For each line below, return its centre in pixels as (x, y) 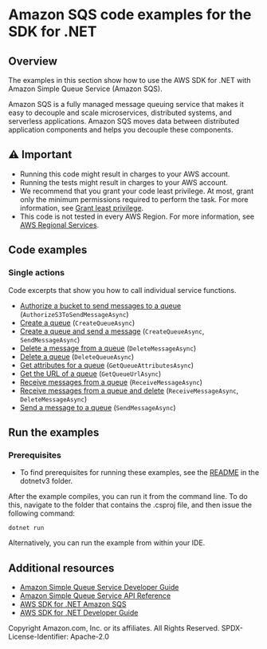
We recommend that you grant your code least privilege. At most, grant (136, 191)
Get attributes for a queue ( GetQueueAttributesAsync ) (106, 365)
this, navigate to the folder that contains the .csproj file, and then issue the (130, 505)
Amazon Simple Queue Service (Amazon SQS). (85, 89)
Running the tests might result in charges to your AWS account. (124, 182)
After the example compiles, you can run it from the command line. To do (128, 497)
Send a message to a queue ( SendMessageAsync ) (98, 407)
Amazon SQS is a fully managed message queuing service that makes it (126, 104)
